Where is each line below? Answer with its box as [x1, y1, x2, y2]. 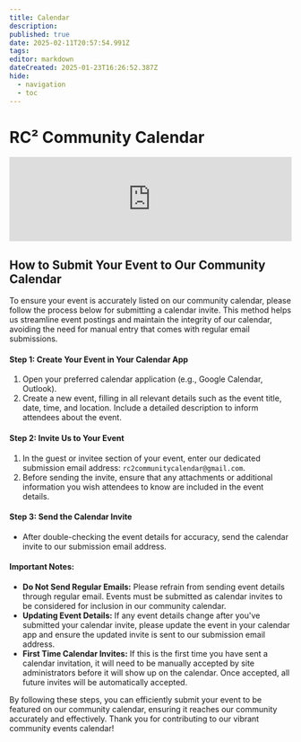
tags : [9, 47, 30, 56]
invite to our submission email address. [21, 541, 168, 552]
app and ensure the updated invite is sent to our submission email [21, 630, 266, 640]
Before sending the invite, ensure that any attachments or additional [21, 472, 273, 482]
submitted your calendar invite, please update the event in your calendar [21, 620, 291, 631]
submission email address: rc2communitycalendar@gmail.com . [21, 462, 246, 473]
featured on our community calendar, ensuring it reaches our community [9, 704, 278, 715]
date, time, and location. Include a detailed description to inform [21, 402, 259, 413]
